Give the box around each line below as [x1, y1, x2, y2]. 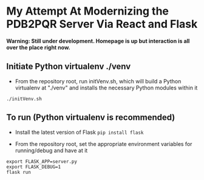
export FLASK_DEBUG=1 [6, 164, 61, 170]
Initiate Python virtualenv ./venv [6, 61, 131, 72]
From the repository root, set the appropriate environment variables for [15, 140, 192, 147]
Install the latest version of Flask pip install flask [15, 128, 144, 136]
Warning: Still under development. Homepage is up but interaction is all [6, 37, 190, 44]
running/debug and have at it [15, 147, 88, 154]
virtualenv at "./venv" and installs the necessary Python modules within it [15, 84, 198, 91]
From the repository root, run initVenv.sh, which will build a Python [15, 77, 182, 85]
